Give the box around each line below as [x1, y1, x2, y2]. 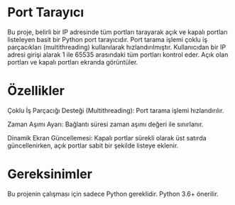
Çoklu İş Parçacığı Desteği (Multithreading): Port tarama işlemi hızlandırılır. [7, 106, 224, 114]
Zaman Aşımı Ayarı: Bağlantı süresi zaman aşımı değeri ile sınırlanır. [7, 120, 204, 128]
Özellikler [7, 83, 65, 99]
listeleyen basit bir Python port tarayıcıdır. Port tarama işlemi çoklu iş [7, 35, 208, 43]
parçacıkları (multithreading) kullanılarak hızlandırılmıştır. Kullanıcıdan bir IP [7, 43, 226, 51]
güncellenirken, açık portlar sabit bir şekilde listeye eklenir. [7, 141, 179, 150]
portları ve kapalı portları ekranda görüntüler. [7, 57, 138, 66]
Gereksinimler [7, 166, 92, 182]
